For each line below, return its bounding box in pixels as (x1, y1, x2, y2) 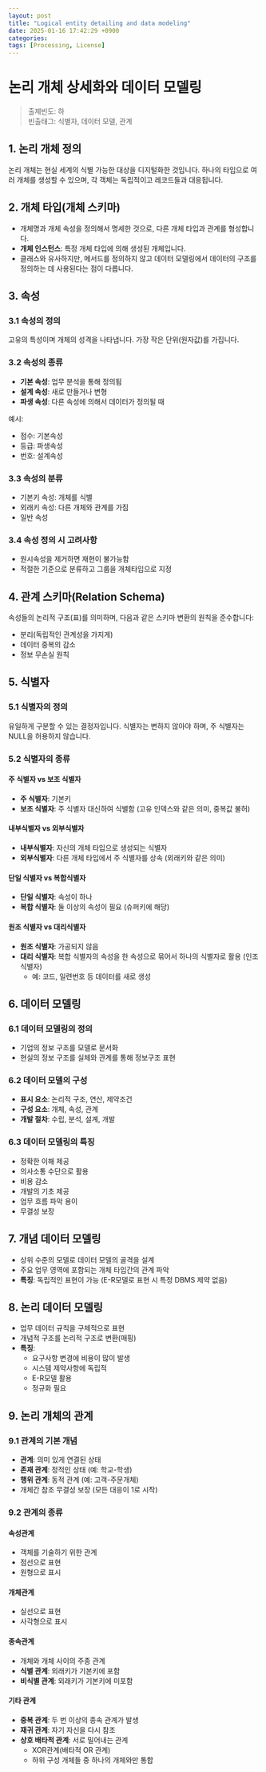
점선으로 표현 (19, 1557, 62, 1567)
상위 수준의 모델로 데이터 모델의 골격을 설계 (19, 1254, 155, 1264)
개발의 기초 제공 (19, 1186, 69, 1196)
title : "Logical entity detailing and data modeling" (8, 19, 192, 27)
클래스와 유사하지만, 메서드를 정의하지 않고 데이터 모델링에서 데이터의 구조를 (19, 253, 257, 263)
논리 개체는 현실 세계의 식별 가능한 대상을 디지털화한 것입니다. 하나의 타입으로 (8, 165, 249, 175)
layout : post (8, 11, 52, 20)
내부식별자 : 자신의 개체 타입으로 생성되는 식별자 (19, 843, 168, 853)
